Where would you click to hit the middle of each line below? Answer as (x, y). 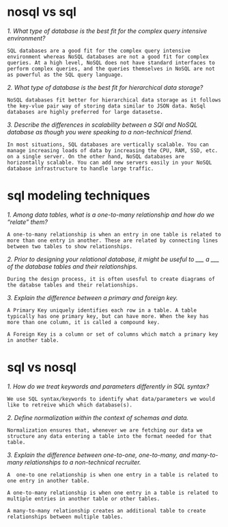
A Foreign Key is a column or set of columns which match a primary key (113, 334)
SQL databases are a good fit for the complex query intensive (99, 51)
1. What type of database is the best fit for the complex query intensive (107, 31)
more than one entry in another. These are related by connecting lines (113, 241)
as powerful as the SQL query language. (66, 75)
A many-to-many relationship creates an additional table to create (106, 511)
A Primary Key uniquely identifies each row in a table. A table (102, 310)
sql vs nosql (42, 368)
